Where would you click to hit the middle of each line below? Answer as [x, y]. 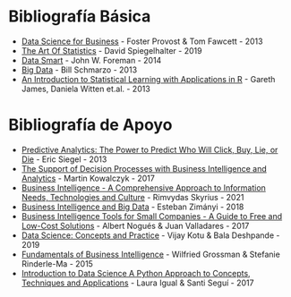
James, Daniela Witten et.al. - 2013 [86, 89]
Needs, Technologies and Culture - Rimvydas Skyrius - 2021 [133, 197]
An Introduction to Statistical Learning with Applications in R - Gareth [148, 79]
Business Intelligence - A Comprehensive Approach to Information [143, 187]
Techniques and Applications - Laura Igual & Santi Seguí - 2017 [137, 283]
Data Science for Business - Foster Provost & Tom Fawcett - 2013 [142, 41]
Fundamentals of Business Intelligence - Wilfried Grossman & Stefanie [151, 254]
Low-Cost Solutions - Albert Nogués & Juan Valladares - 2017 [135, 225]
